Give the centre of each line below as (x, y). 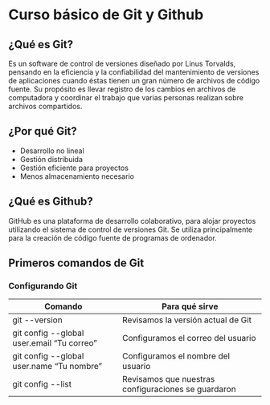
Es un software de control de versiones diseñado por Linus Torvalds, (122, 63)
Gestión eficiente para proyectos (74, 168)
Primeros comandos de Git (76, 263)
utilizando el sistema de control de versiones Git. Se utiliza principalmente (131, 229)
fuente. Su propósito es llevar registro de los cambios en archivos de (122, 89)
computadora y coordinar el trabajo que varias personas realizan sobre (126, 97)
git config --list (42, 384)
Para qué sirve (190, 306)
